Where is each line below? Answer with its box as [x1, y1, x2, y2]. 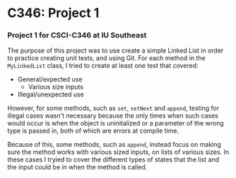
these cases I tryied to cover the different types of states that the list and [7, 155, 220, 164]
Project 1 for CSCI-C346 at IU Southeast [7, 30, 147, 40]
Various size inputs [28, 83, 83, 91]
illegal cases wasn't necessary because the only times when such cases [7, 111, 219, 120]
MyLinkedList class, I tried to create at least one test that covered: [7, 62, 199, 70]
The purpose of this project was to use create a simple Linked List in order [7, 46, 224, 55]
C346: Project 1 [7, 5, 100, 21]
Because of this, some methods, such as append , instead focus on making [7, 140, 221, 149]
